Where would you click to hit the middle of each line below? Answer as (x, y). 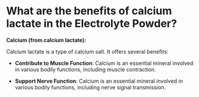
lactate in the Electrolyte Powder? (92, 24)
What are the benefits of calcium (89, 11)
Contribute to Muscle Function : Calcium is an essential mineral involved (104, 63)
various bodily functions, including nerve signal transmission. (90, 87)
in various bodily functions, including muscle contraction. (85, 69)
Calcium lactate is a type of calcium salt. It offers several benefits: (87, 51)
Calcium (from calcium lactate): (46, 40)
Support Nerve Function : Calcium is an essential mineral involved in (99, 81)
